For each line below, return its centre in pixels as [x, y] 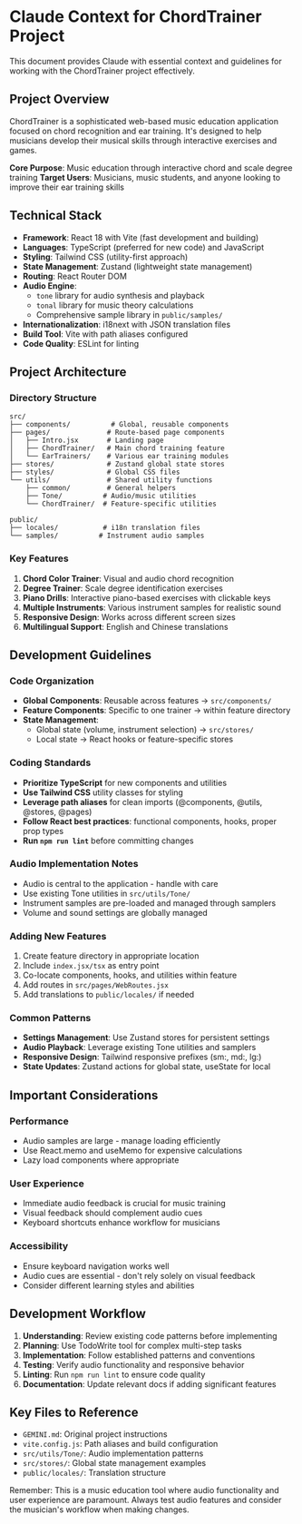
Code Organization [52, 681]
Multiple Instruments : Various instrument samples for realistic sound [151, 607]
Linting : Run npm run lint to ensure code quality [114, 1374]
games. [24, 150]
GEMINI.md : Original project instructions [95, 1434]
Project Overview [59, 99]
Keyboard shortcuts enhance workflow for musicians [121, 1223]
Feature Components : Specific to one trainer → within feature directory [156, 711]
